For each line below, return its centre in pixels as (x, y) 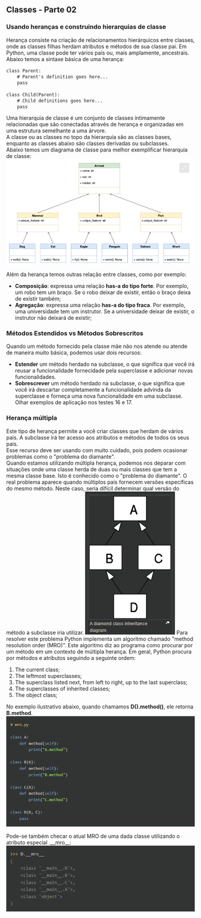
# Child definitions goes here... (60, 101)
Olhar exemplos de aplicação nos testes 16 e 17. (74, 402)
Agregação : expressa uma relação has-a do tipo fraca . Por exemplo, (100, 305)
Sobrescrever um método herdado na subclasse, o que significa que (100, 383)
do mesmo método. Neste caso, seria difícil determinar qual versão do (93, 488)
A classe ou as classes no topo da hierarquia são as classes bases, (89, 137)
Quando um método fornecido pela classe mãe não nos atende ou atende (97, 346)
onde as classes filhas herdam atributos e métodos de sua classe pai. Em (97, 46)
